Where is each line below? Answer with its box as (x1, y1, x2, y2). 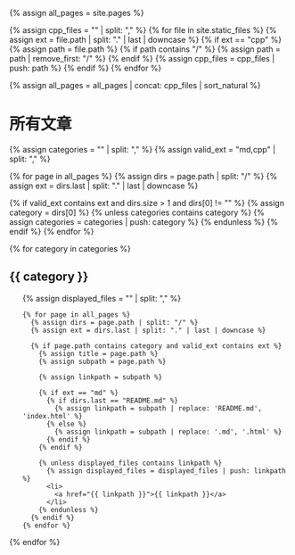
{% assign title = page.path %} (38, 349, 159, 358)
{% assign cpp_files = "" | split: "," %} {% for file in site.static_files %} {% (9, 25, 278, 35)
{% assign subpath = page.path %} (38, 357, 167, 366)
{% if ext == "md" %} (38, 388, 119, 397)
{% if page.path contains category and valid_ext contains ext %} (30, 341, 283, 351)
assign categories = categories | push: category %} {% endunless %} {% (9, 216, 279, 227)
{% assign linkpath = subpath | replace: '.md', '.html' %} (54, 427, 283, 436)
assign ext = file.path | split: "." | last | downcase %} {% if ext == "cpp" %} (9, 35, 283, 45)
